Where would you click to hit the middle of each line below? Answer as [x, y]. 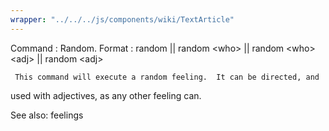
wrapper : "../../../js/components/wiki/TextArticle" [122, 19]
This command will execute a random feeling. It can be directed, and [167, 77]
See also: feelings [47, 115]
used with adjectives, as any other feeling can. [106, 95]
